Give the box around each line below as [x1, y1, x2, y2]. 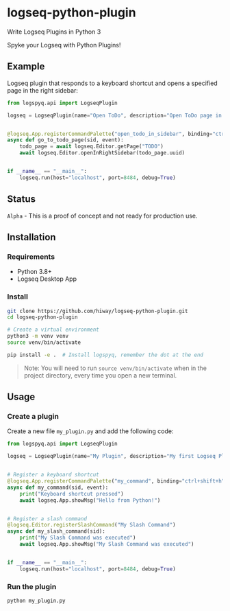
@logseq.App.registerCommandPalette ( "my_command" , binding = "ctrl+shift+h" [7, 478, 225, 485]
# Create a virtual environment [7, 326, 99, 334]
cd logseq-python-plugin [7, 314, 78, 321]
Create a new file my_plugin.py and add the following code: [7, 427, 174, 435]
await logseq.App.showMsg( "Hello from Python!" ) [19, 496, 161, 504]
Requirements [7, 252, 55, 262]
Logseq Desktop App [16, 275, 77, 283]
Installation [7, 231, 56, 243]
